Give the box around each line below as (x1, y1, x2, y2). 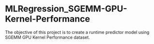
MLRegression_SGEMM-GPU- (5, 3, 127, 14)
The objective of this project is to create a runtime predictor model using (5, 29, 150, 35)
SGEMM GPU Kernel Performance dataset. (5, 34, 90, 40)
